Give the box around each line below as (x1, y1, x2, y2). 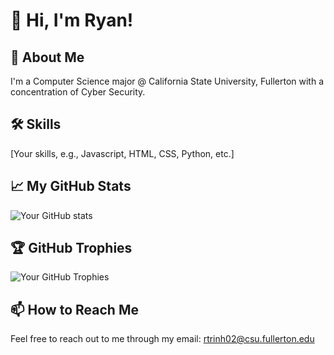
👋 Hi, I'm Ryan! (10, 9, 134, 32)
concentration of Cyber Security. (10, 86, 146, 98)
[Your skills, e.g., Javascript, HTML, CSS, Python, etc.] (10, 147, 235, 159)
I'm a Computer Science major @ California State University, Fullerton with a (10, 75, 325, 87)
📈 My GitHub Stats (10, 178, 132, 195)
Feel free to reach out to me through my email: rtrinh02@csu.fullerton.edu (10, 333, 315, 345)
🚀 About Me (10, 49, 85, 66)
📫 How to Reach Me (10, 301, 139, 318)
